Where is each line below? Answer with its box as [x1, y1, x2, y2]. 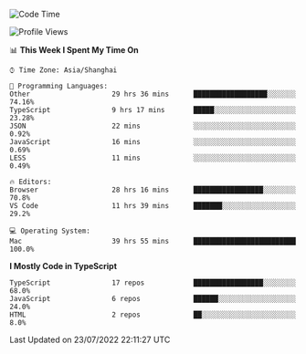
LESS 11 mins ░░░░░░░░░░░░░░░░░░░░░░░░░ [9, 153, 297, 162]
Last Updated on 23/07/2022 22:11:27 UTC [9, 334, 171, 345]
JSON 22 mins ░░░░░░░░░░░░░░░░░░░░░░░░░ [9, 121, 297, 130]
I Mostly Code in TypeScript [9, 261, 117, 271]
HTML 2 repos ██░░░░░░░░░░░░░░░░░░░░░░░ [9, 310, 297, 319]
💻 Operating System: [9, 226, 91, 235]
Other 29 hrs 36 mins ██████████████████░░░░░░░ [9, 89, 297, 99]
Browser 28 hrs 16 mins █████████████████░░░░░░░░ [9, 185, 297, 194]
